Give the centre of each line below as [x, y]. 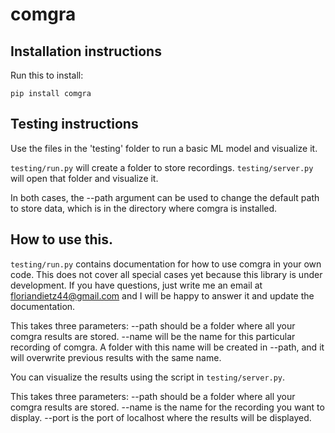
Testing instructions [74, 124]
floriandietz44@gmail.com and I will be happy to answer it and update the [162, 295]
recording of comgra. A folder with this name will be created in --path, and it [167, 347]
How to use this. [62, 239]
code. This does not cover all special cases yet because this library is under [166, 274]
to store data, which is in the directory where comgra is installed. [144, 208]
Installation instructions [86, 51]
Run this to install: [47, 75]
